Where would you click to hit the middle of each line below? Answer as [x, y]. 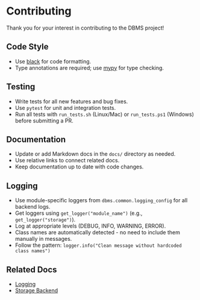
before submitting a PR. [44, 120]
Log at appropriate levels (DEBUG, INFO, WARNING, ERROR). [90, 226]
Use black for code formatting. [53, 61]
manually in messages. [43, 239]
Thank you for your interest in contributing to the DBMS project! [85, 28]
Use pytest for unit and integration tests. [65, 107]
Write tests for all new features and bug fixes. [71, 101]
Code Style [27, 47]
